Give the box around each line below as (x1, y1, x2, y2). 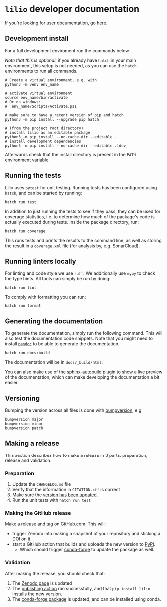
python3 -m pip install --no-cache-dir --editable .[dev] (5, 143, 128, 148)
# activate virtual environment (5, 91, 72, 96)
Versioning (5, 394, 40, 402)
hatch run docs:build (5, 350, 50, 356)
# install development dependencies (5, 139, 81, 144)
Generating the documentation (5, 317, 103, 325)
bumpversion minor (5, 421, 43, 426)
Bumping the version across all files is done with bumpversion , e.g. (5, 407, 143, 413)
